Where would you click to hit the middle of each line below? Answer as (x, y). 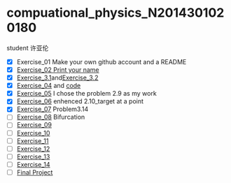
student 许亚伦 (28, 47)
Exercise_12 (33, 149)
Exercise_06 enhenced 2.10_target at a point (80, 101)
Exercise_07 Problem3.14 (52, 109)
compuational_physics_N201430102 (115, 13)
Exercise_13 (33, 156)
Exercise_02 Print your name (58, 70)
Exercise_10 (33, 133)
